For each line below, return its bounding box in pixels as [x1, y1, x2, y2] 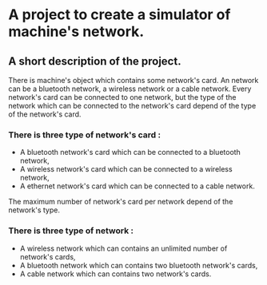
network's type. [8, 205, 61, 215]
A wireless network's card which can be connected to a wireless [19, 164, 233, 174]
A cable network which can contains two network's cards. [19, 269, 212, 279]
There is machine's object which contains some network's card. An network [8, 76, 259, 85]
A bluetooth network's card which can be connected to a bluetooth [19, 148, 241, 157]
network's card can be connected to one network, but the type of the [8, 93, 237, 101]
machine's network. [8, 22, 145, 41]
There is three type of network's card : [8, 129, 161, 141]
